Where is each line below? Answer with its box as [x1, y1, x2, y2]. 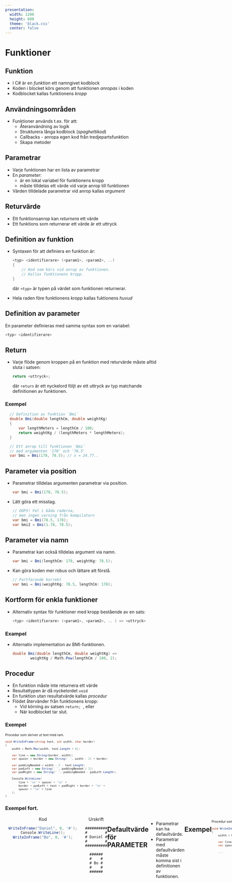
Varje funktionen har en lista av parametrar [12, 167, 100, 173]
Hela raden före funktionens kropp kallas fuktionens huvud [12, 295, 133, 301]
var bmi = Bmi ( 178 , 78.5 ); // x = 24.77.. [9, 453, 99, 458]
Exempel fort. [5, 805, 39, 812]
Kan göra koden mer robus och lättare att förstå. [12, 568, 111, 574]
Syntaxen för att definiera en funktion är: [12, 248, 96, 254]
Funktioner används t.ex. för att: [12, 118, 78, 124]
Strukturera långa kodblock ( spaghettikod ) [19, 129, 107, 135]
